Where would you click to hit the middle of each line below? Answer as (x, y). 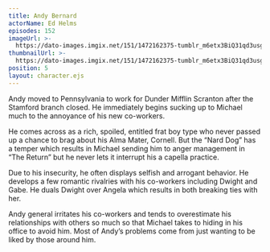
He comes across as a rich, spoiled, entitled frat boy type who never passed (135, 131)
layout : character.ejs (46, 76)
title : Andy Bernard (43, 16)
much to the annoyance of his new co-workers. (87, 116)
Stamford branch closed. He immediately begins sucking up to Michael (125, 107)
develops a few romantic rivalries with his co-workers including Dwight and (133, 181)
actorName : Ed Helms (43, 23)
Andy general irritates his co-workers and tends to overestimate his (120, 213)
